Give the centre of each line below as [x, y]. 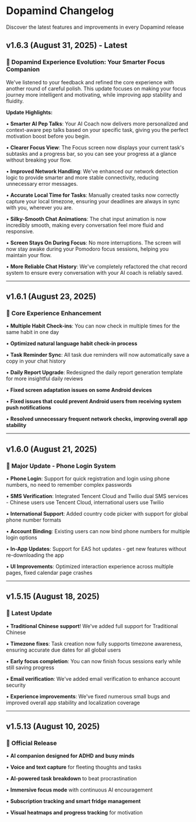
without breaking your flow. [39, 160]
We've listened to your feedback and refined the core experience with [90, 82]
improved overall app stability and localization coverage [73, 702]
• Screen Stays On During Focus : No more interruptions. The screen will [93, 243]
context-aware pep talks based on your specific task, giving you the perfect [97, 129]
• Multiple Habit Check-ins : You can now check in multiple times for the [93, 326]
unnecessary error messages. [42, 183]
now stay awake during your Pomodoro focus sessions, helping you [87, 249]
